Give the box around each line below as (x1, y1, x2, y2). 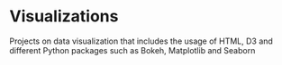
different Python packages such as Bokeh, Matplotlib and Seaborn (9, 45, 256, 55)
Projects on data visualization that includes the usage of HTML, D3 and (9, 36, 273, 46)
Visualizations (9, 6, 119, 27)
